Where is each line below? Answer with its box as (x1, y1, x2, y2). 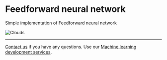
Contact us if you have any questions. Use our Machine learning (5, 44, 137, 50)
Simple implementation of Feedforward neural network (5, 20, 117, 26)
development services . (5, 49, 52, 55)
